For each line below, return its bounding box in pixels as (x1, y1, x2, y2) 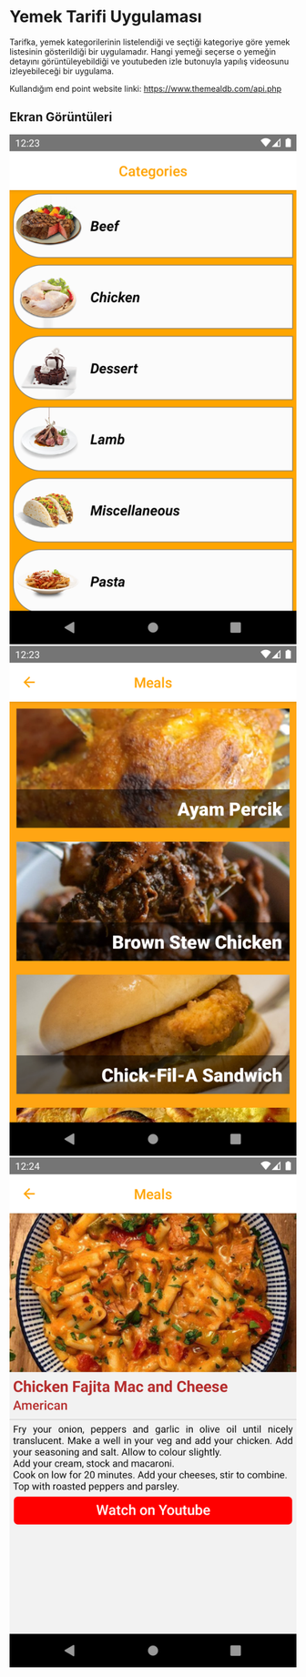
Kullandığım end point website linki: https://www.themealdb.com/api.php (9, 83, 282, 94)
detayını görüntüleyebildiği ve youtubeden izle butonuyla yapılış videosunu (9, 56, 290, 66)
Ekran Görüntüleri (9, 109, 113, 125)
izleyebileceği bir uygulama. (9, 66, 115, 76)
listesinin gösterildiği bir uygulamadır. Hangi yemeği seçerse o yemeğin (9, 46, 276, 56)
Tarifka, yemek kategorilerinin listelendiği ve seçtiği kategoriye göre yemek (9, 36, 291, 47)
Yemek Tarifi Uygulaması (9, 6, 202, 27)
